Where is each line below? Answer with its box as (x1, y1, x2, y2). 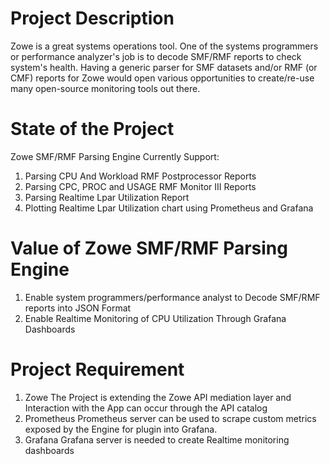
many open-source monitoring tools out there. (10, 82, 201, 94)
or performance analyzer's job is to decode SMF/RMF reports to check (10, 50, 302, 62)
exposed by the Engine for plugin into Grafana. (24, 423, 218, 435)
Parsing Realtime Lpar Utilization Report (24, 191, 190, 203)
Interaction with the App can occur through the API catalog (24, 402, 268, 414)
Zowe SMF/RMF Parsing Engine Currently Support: (10, 150, 220, 162)
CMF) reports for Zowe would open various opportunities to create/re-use (10, 72, 315, 84)
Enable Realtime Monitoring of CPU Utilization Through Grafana (24, 312, 287, 324)
